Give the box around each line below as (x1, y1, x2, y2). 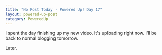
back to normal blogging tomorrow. (5, 35, 78, 41)
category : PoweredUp (5, 16, 49, 21)
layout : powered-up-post (5, 12, 58, 17)
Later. (5, 45, 17, 51)
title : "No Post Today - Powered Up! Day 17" (5, 7, 102, 12)
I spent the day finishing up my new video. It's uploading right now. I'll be (5, 30, 157, 36)
